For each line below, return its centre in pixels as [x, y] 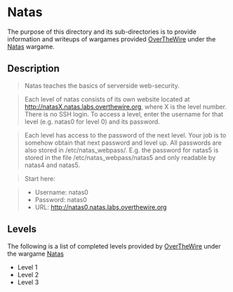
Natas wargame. [31, 46]
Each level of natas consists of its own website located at [107, 99]
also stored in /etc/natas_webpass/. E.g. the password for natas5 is [121, 150]
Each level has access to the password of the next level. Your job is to [125, 135]
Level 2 [28, 274]
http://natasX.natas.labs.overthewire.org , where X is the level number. [125, 107]
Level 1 [27, 267]
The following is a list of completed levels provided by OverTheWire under [114, 246]
